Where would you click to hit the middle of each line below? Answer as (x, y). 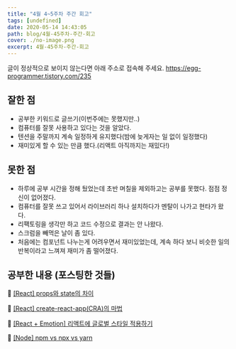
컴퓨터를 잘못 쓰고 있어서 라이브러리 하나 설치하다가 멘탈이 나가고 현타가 (117, 206)
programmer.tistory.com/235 (50, 76)
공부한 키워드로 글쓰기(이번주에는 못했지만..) (79, 119)
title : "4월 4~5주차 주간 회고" (50, 14)
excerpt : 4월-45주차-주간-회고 (48, 47)
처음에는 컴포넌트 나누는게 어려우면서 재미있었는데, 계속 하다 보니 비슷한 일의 (124, 242)
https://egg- (183, 68)
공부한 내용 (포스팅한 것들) (61, 275)
